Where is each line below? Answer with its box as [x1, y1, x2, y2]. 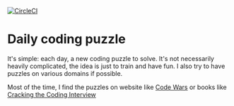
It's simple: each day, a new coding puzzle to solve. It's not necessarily [7, 54, 214, 62]
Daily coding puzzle [7, 32, 126, 47]
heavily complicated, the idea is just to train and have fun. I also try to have [7, 62, 226, 70]
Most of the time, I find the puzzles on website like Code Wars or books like [7, 83, 228, 91]
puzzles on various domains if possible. [7, 69, 123, 77]
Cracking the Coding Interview [7, 90, 97, 98]
